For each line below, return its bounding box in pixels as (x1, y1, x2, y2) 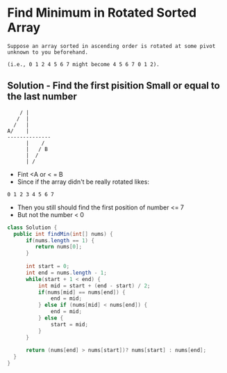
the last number (7, 90, 78, 102)
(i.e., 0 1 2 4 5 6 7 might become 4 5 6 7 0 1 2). (7, 61, 160, 68)
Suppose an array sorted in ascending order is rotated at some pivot (7, 42, 216, 49)
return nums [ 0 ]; (35, 244, 82, 251)
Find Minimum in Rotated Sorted (7, 5, 196, 21)
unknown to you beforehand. (7, 49, 89, 56)
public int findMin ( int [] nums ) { (13, 230, 113, 237)
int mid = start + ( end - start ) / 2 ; (37, 282, 151, 289)
